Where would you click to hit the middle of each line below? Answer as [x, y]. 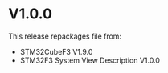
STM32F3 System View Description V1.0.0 [90, 60]
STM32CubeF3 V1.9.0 [56, 51]
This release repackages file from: [65, 36]
